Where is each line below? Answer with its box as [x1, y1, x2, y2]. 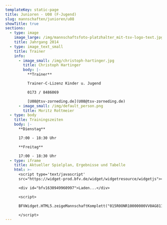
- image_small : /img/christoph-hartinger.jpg [18, 58, 114, 63]
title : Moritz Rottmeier [23, 108, 75, 113]
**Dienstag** [18, 127, 46, 132]
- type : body [9, 113, 37, 118]
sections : [5, 26, 26, 31]
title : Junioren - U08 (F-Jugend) [5, 12, 77, 17]
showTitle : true [5, 21, 39, 26]
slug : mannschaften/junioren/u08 [5, 16, 75, 21]
